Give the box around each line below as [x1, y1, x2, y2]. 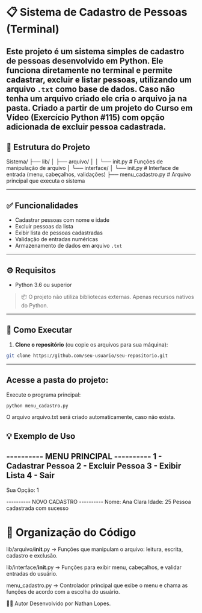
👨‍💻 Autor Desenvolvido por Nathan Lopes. [6, 600, 111, 607]
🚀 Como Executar [6, 325, 73, 335]
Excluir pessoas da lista [14, 223, 74, 230]
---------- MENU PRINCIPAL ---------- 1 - [6, 451, 162, 462]
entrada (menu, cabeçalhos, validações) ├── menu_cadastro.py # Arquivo [6, 171, 191, 178]
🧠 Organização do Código [6, 526, 136, 539]
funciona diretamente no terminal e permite [6, 65, 173, 75]
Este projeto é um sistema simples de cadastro [6, 46, 185, 57]
